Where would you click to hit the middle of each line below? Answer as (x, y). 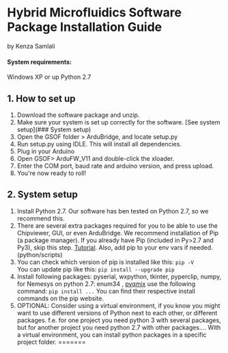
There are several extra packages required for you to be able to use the (117, 225)
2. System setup (43, 195)
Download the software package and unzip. (78, 115)
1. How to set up (42, 98)
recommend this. (41, 218)
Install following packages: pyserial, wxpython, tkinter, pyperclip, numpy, (119, 276)
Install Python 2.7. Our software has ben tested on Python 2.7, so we (113, 211)
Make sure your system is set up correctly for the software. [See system (118, 122)
